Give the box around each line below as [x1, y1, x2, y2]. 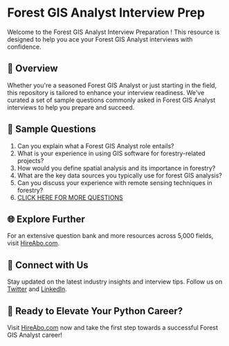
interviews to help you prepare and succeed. [7, 103, 135, 112]
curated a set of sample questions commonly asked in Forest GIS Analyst [7, 96, 216, 104]
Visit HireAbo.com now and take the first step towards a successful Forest [7, 324, 219, 331]
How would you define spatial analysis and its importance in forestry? [17, 164, 216, 172]
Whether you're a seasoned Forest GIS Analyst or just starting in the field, [7, 81, 217, 89]
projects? [17, 156, 44, 164]
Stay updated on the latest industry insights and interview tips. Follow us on [7, 277, 223, 286]
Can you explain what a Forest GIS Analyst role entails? [17, 141, 174, 150]
